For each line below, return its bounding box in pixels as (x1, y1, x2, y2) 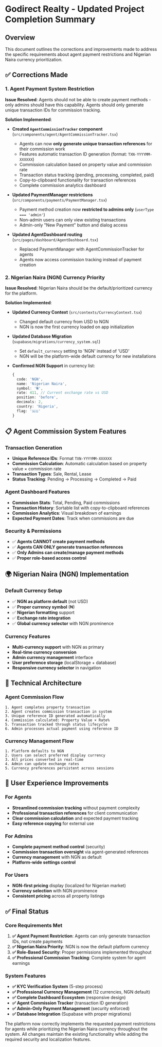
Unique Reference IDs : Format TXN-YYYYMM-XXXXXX (12, 455, 112, 461)
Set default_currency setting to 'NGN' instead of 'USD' (19, 348, 130, 354)
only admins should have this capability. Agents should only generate (5, 102, 144, 108)
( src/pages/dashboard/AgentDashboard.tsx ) (12, 236, 99, 243)
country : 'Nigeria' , (17, 404, 58, 409)
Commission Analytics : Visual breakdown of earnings (12, 510, 122, 516)
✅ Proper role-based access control (12, 555, 87, 561)
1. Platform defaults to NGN (5, 749, 64, 753)
